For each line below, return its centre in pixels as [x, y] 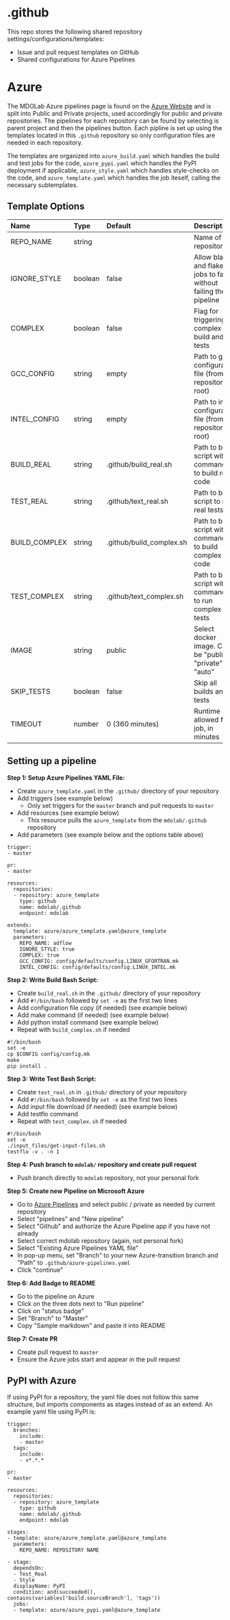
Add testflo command [48, 1114]
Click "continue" [40, 1270]
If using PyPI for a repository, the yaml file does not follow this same [103, 1397]
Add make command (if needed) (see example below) [93, 1015]
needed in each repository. [45, 143]
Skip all [206, 683]
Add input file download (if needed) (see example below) [97, 1106]
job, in [204, 728]
